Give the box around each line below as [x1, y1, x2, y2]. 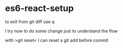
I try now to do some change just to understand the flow [5, 28, 118, 34]
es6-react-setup [5, 3, 74, 14]
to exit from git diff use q [5, 19, 55, 24]
